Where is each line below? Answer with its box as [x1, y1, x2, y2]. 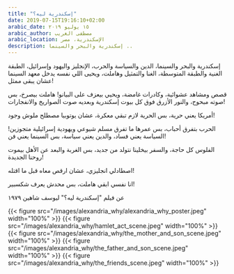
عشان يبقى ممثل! [8, 77, 54, 84]
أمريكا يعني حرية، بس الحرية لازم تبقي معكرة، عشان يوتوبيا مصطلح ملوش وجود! [8, 111, 215, 119]
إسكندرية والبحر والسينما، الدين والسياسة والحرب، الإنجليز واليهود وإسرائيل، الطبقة [8, 62, 221, 70]
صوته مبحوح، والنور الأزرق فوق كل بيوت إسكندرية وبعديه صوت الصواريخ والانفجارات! [8, 98, 226, 105]
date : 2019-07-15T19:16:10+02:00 [8, 17, 105, 24]
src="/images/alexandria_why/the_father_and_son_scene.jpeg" [8, 244, 189, 252]
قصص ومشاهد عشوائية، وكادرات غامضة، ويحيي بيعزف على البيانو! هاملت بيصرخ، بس [8, 90, 227, 98]
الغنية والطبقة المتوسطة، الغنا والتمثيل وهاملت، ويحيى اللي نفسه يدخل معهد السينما [8, 69, 222, 77]
